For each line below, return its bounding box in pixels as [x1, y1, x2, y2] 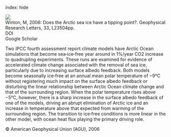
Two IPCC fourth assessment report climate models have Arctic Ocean [5, 45, 154, 52]
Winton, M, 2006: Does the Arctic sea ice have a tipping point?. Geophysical [5, 19, 166, 25]
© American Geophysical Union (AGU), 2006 [5, 126, 100, 132]
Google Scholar [5, 36, 38, 41]
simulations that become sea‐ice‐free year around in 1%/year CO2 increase [5, 51, 164, 57]
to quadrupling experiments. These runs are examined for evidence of [5, 56, 153, 62]
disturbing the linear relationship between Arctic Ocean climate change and [5, 84, 164, 89]
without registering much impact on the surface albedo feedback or [5, 78, 148, 84]
